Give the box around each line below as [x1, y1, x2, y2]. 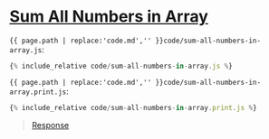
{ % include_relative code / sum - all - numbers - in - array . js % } [9, 61, 233, 70]
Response [31, 119, 70, 130]
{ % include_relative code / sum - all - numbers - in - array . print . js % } [9, 103, 257, 112]
